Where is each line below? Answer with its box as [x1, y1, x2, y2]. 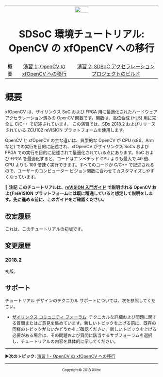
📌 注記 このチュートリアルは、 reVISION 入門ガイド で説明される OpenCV [5, 185, 151, 190]
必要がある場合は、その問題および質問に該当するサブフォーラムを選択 [12, 332, 153, 338]
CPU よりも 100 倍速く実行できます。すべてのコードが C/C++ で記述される [5, 162, 154, 168]
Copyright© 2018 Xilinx [62, 368, 101, 373]
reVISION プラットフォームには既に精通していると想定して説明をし [14, 190, 149, 196]
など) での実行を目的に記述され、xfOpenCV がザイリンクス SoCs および [5, 144, 149, 150]
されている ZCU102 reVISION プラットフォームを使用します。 [5, 127, 127, 133]
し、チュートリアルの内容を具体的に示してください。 [12, 339, 118, 344]
